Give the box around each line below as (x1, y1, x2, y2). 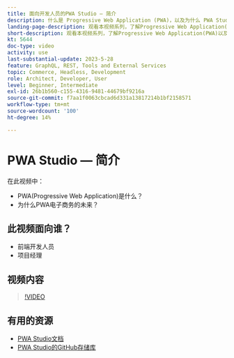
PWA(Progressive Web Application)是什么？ (17, 191, 143, 200)
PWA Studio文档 (17, 334, 64, 343)
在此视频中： (7, 177, 44, 185)
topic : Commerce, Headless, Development (7, 68, 127, 75)
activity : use (7, 50, 49, 57)
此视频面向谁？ (7, 223, 72, 234)
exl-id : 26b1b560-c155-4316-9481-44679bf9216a (7, 88, 145, 95)
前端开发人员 (17, 242, 54, 251)
